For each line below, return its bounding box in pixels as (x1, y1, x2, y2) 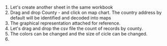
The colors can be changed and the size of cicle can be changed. (10, 31, 148, 36)
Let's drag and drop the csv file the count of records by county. (10, 25, 143, 31)
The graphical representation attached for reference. (10, 20, 121, 26)
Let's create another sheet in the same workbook (10, 4, 113, 10)
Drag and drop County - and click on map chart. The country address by (10, 9, 162, 15)
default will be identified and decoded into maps (10, 15, 112, 20)
